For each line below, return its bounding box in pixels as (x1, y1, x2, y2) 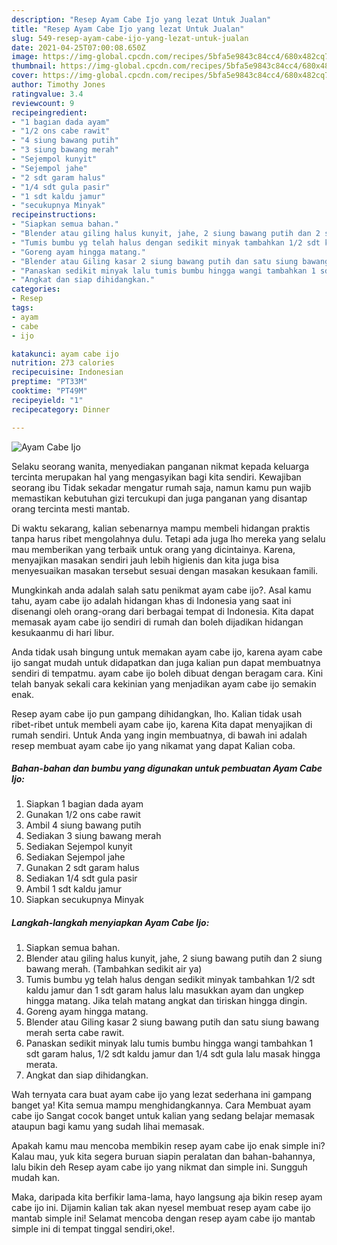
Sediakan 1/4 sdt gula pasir (25, 872, 138, 885)
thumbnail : (11, 61, 57, 71)
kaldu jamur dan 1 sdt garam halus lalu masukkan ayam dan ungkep (25, 984, 304, 996)
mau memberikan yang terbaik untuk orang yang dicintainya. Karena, (11, 543, 296, 555)
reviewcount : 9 (11, 98, 75, 108)
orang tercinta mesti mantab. (11, 502, 131, 515)
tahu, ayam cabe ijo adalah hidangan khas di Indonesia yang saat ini (11, 594, 292, 606)
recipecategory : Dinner (11, 404, 111, 415)
